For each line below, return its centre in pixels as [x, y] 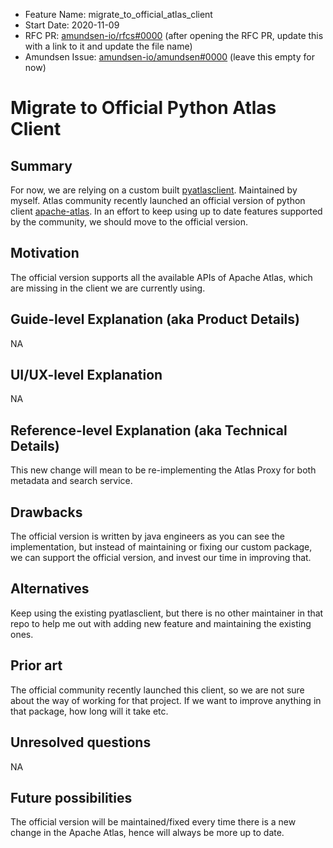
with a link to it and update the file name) [108, 46]
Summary [41, 165]
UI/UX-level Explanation [86, 375]
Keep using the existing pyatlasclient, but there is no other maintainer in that [167, 613]
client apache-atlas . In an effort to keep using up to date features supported [166, 211]
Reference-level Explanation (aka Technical [149, 430]
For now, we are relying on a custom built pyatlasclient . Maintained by [154, 190]
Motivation [45, 253]
